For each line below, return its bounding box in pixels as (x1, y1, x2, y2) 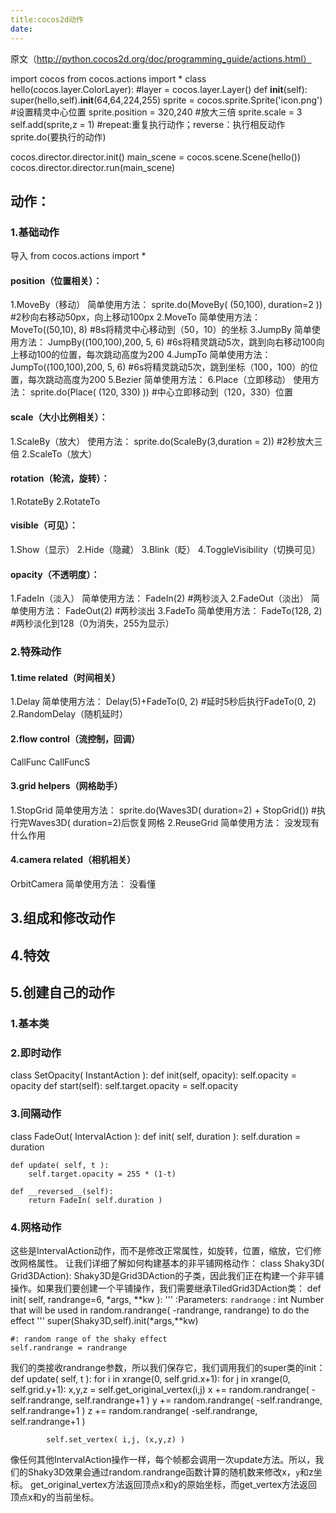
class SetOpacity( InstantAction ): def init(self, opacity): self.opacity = (10, 1069, 297, 1081)
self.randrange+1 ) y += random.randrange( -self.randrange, (74, 1394, 323, 1406)
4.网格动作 (10, 1220, 62, 1234)
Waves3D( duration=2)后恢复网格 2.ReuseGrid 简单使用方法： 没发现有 (27, 816, 320, 828)
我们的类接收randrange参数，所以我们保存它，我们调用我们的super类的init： (10, 1361, 326, 1373)
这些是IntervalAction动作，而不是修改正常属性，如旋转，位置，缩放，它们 (10, 1244, 313, 1256)
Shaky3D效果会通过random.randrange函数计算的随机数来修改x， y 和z (27, 1466, 314, 1478)
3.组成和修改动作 (10, 910, 116, 927)
